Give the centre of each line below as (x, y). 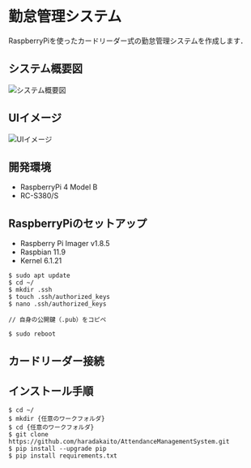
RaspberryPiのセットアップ (78, 223)
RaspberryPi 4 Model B (59, 187)
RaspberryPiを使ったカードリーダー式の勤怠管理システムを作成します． (128, 41)
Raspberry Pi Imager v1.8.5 (65, 244)
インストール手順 (51, 391)
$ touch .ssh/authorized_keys (60, 297)
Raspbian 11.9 (43, 252)
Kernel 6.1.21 (41, 261)
